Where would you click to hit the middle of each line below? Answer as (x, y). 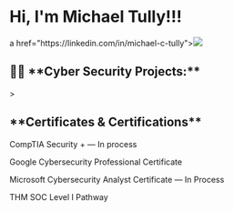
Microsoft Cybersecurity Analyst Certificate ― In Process (117, 179)
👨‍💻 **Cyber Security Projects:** (105, 71)
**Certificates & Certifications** (106, 122)
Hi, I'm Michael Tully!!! (96, 17)
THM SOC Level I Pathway (59, 196)
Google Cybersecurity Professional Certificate (96, 162)
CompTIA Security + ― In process (73, 144)
